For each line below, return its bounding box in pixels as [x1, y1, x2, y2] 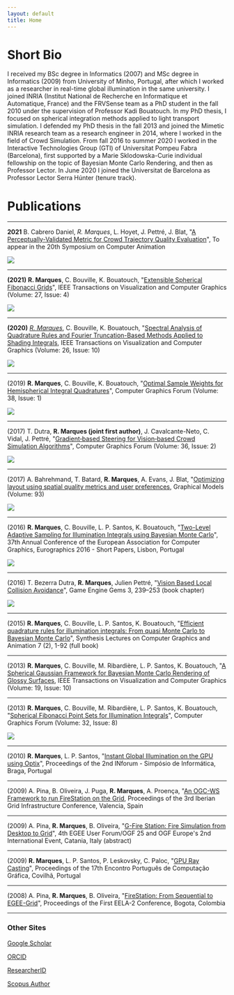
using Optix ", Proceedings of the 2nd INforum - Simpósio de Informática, [7, 759, 216, 768]
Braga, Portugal [7, 767, 52, 775]
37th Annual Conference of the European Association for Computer [7, 538, 201, 547]
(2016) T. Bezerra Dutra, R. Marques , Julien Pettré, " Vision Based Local [7, 579, 212, 587]
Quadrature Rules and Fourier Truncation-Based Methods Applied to [7, 331, 203, 339]
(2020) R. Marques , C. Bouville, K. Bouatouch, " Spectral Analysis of [7, 324, 203, 332]
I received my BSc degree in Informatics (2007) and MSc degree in [7, 70, 199, 78]
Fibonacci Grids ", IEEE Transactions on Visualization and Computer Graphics [7, 283, 227, 292]
